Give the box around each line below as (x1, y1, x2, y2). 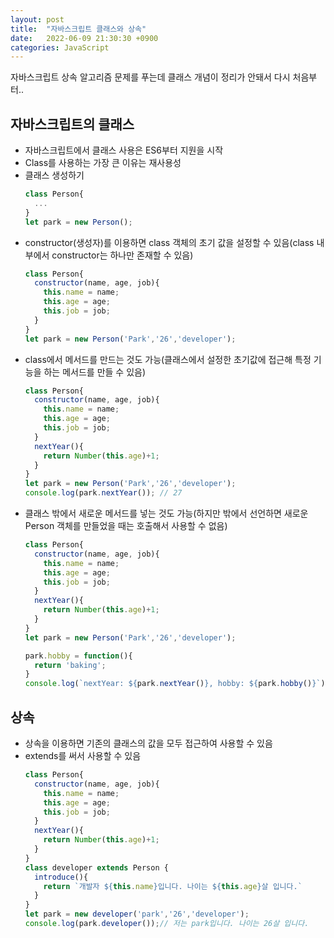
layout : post (10, 14, 65, 25)
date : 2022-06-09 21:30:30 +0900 (10, 33, 159, 43)
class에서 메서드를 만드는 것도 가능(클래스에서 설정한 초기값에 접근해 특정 (24, 353, 312, 365)
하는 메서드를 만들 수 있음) (43, 366, 147, 378)
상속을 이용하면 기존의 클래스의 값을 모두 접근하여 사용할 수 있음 (24, 737, 273, 749)
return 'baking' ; (34, 660, 107, 670)
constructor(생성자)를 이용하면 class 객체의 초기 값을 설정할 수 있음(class (24, 236, 315, 248)
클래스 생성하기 (24, 169, 85, 181)
